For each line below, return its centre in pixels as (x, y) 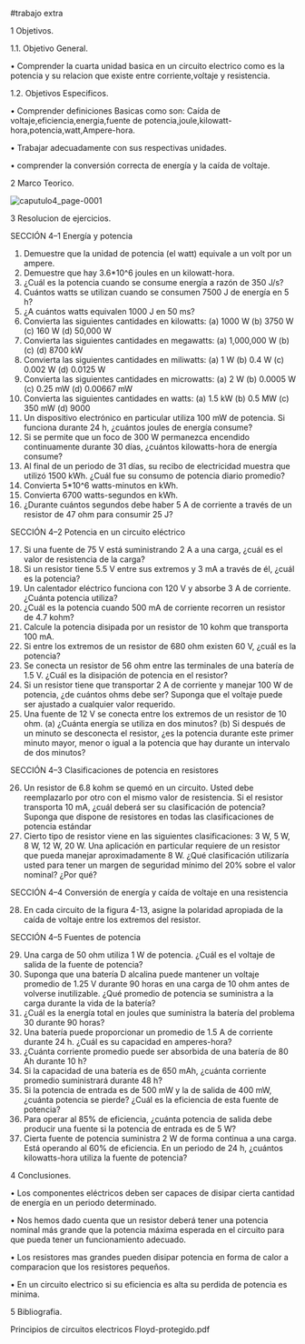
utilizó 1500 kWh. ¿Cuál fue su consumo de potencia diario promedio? (154, 476)
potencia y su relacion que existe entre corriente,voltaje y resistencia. (140, 75)
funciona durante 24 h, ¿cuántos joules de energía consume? (138, 427)
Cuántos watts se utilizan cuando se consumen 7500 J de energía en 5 (156, 292)
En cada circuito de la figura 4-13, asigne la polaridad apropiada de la (153, 910)
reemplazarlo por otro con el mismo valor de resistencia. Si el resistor (153, 797)
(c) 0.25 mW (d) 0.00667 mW (78, 389)
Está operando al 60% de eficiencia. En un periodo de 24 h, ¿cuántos (153, 1148)
